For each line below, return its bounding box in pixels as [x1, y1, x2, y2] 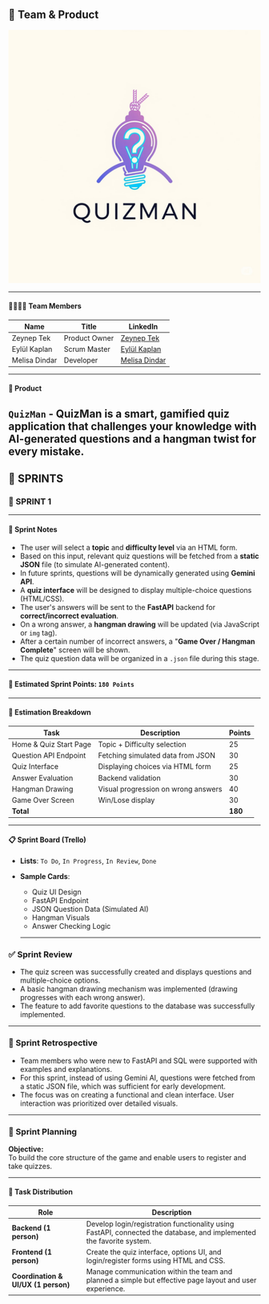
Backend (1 [11, 1223, 51, 1233]
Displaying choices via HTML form [98, 762, 211, 771]
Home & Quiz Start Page [11, 739, 92, 749]
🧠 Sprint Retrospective [8, 1037, 98, 1049]
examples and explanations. [19, 1064, 113, 1073]
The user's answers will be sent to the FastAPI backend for [19, 602, 216, 611]
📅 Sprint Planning [8, 1126, 78, 1137]
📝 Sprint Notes [8, 525, 58, 534]
